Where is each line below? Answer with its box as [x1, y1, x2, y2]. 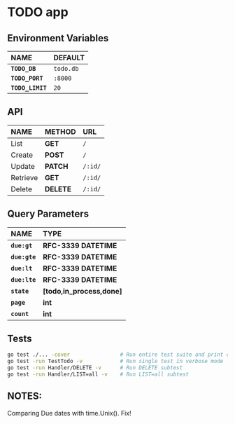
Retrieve [10, 172, 38, 182]
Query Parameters [7, 208, 90, 220]
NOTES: [7, 390, 43, 402]
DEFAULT [53, 53, 85, 62]
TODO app [7, 4, 69, 20]
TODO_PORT [10, 74, 43, 82]
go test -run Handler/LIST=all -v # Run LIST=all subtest [7, 371, 190, 378]
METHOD [44, 127, 76, 137]
